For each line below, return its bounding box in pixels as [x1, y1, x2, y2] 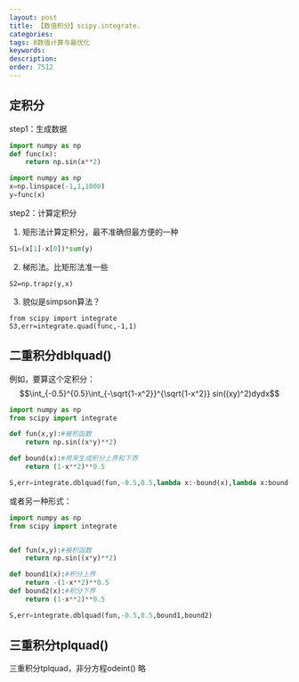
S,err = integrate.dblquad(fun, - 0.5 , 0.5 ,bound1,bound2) [9, 611, 214, 620]
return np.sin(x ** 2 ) [25, 158, 101, 167]
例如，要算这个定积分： [9, 374, 95, 384]
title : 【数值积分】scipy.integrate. [9, 21, 141, 30]
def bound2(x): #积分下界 [9, 587, 96, 596]
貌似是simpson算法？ [21, 296, 101, 307]
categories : [9, 29, 53, 38]
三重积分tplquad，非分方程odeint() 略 [9, 663, 147, 674]
